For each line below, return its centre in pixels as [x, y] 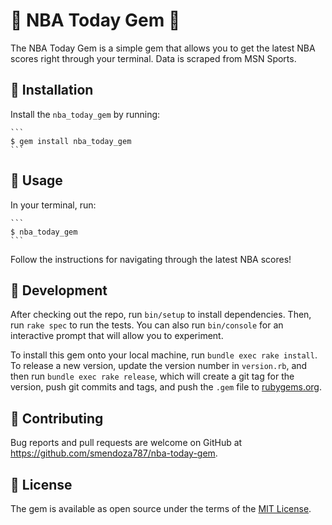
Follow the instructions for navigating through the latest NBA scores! [151, 259]
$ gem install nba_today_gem [71, 141]
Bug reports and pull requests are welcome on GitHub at [126, 443]
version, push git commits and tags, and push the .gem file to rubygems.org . [166, 387]
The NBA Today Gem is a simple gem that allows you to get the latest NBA [163, 48]
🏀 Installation [52, 90]
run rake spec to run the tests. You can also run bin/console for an [147, 325]
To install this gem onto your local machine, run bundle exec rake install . [164, 355]
